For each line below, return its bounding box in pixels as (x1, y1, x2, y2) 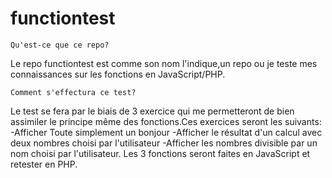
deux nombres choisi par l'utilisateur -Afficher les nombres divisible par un (10, 137, 318, 149)
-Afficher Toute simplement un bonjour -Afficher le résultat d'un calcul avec (10, 126, 323, 138)
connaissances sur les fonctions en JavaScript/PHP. (10, 68, 226, 80)
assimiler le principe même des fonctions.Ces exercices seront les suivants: (10, 115, 322, 127)
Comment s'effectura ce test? (10, 87, 137, 97)
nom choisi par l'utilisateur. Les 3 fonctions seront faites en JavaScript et (10, 147, 311, 159)
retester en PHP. (10, 158, 78, 170)
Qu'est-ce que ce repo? (10, 40, 110, 50)
